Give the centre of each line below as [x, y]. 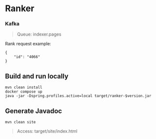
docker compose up [24, 92]
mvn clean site [20, 122]
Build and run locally [37, 76]
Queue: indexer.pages [39, 34]
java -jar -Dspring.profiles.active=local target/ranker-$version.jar [78, 96]
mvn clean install [24, 88]
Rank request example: [28, 44]
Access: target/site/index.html [47, 131]
